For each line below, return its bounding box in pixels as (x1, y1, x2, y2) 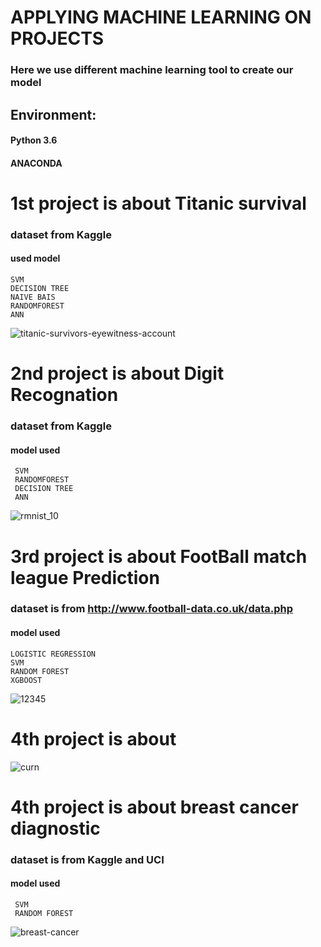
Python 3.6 (10, 134, 58, 146)
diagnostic (10, 817, 101, 840)
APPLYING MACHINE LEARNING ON (10, 6, 312, 29)
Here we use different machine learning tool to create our (10, 63, 294, 77)
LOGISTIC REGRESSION (10, 649, 97, 659)
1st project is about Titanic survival (10, 192, 307, 215)
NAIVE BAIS (10, 292, 56, 302)
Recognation (10, 384, 119, 406)
